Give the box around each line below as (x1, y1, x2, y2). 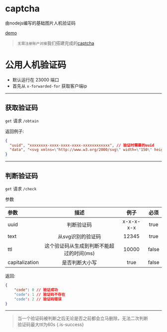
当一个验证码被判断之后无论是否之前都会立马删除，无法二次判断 (17, 316, 148, 322)
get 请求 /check (5, 186, 37, 192)
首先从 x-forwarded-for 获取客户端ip (12, 83, 87, 89)
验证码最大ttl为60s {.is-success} (17, 322, 84, 328)
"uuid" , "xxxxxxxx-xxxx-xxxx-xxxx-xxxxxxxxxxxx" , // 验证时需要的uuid (9, 142, 155, 148)
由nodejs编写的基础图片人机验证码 (5, 20, 76, 26)
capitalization (7, 259, 39, 266)
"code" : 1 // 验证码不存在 (14, 292, 66, 297)
